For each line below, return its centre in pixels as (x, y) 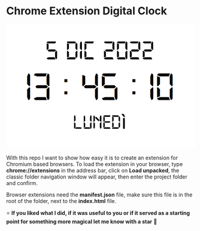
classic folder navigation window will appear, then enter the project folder (97, 177)
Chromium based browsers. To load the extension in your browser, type (95, 164)
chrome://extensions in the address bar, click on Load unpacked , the (93, 170)
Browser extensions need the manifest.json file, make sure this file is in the (99, 195)
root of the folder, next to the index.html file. (61, 201)
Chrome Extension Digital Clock (87, 11)
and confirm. (22, 183)
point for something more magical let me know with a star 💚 (82, 221)
